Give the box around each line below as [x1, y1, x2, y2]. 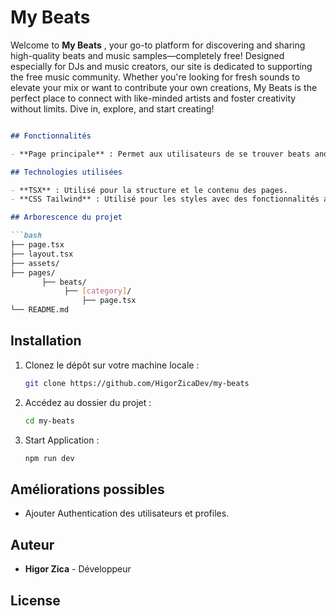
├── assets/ [10, 258, 60, 268]
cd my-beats [24, 416, 75, 426]
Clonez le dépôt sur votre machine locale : [24, 359, 200, 371]
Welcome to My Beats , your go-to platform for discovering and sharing [10, 39, 306, 51]
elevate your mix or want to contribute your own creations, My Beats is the [10, 81, 318, 93]
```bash [10, 231, 43, 241]
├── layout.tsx [10, 249, 74, 259]
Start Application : [24, 434, 100, 446]
